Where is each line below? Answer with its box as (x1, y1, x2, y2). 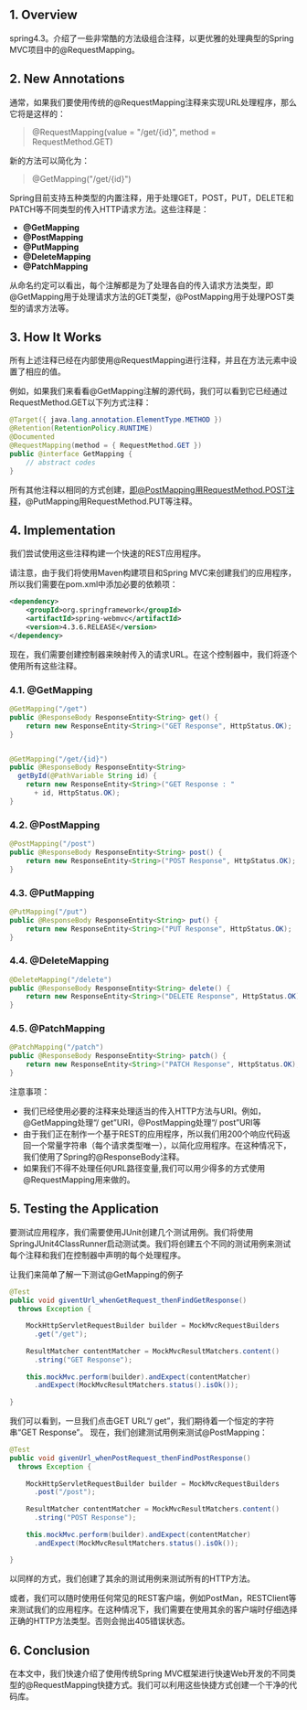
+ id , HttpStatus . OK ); (33, 788, 121, 798)
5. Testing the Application (9, 1202, 160, 1217)
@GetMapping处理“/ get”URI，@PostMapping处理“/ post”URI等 (22, 1117, 261, 1128)
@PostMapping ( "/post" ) (9, 839, 96, 849)
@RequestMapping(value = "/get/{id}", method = (31, 126, 217, 137)
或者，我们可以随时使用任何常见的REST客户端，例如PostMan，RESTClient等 (9, 1593, 297, 1604)
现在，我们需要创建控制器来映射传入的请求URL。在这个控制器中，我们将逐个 (9, 648, 298, 659)
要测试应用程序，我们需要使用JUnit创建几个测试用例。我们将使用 (9, 1226, 254, 1237)
